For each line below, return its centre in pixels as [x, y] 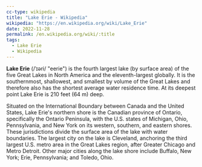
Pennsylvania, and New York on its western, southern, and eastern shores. [99, 125]
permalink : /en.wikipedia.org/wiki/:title [60, 34]
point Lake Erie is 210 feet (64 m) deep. [55, 94]
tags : [13, 40]
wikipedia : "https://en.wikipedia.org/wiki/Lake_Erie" [77, 23]
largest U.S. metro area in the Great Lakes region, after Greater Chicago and [101, 144]
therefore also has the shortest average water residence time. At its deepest [101, 88]
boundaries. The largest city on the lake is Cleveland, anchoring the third [97, 138]
